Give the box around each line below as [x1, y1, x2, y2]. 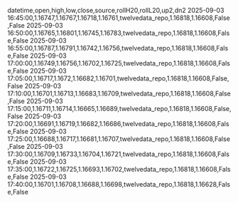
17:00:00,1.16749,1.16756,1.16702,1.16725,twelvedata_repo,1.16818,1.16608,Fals [7, 59, 231, 67]
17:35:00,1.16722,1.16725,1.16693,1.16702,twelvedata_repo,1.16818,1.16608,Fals [7, 165, 231, 173]
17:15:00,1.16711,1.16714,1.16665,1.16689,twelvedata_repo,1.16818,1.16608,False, [7, 105, 232, 113]
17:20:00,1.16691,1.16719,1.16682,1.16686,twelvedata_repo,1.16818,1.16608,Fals [7, 120, 229, 127]
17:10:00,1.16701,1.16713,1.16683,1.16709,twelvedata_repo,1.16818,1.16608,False [7, 89, 231, 98]
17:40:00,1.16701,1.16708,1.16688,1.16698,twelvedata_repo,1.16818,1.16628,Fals [7, 180, 231, 188]
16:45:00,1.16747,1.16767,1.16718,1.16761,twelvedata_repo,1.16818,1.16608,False [7, 14, 231, 22]
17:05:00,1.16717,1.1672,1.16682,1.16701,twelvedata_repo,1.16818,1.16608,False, [7, 74, 229, 83]
